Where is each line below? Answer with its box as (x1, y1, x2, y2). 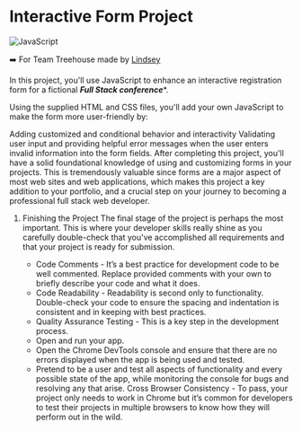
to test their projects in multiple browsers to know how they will (35, 401, 271, 412)
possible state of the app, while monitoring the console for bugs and (35, 373, 289, 383)
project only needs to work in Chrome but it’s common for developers (35, 392, 294, 403)
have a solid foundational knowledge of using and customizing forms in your (9, 157, 292, 168)
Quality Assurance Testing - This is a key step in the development (35, 316, 280, 327)
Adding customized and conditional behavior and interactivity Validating (9, 128, 276, 139)
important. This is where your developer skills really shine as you (22, 222, 262, 233)
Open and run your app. (35, 335, 125, 346)
